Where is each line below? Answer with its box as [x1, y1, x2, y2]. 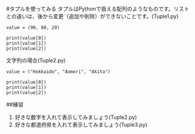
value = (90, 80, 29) [6, 25, 60, 31]
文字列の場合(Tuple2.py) [6, 57, 66, 64]
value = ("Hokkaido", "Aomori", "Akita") [6, 69, 111, 75]
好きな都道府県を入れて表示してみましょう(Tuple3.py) [14, 121, 148, 128]
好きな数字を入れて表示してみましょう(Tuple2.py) [14, 114, 137, 121]
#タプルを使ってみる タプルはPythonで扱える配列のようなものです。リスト [6, 5, 190, 12]
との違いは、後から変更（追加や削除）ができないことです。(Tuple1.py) [6, 13, 179, 20]
